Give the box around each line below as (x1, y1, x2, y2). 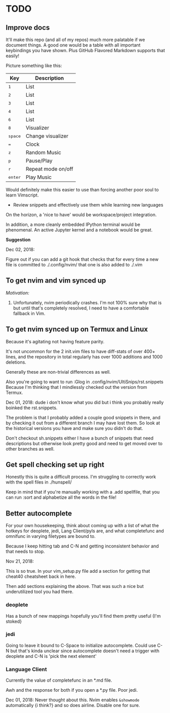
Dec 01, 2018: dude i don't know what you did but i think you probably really (6, 399, 164, 405)
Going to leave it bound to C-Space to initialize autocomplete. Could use (6, 642, 156, 648)
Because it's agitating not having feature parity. (6, 338, 105, 344)
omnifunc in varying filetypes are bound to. (6, 533, 96, 539)
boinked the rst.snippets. (6, 405, 58, 411)
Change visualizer (25, 133, 69, 139)
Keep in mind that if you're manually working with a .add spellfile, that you (6, 489, 160, 495)
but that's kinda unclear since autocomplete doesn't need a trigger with (10, 648, 160, 654)
